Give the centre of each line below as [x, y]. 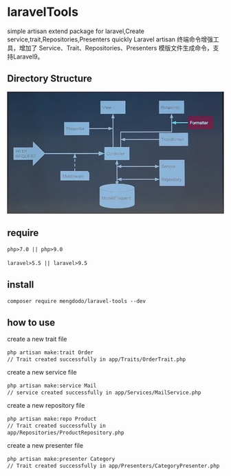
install [21, 285]
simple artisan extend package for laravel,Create [76, 31]
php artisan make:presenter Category [61, 459]
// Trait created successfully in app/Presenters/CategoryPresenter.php [113, 466]
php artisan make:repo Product [52, 419]
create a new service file [42, 373]
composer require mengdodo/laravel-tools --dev [77, 301]
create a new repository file [46, 406]
